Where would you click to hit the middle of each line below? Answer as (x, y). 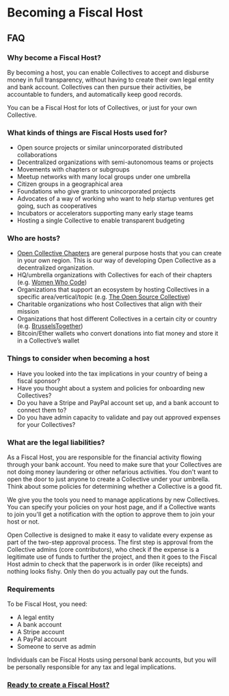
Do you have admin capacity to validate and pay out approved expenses (119, 417)
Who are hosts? (34, 238)
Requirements (31, 589)
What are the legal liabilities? (56, 442)
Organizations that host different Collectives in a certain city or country (117, 319)
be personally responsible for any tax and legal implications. (92, 667)
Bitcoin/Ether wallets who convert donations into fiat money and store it (118, 334)
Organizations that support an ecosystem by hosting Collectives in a (113, 290)
